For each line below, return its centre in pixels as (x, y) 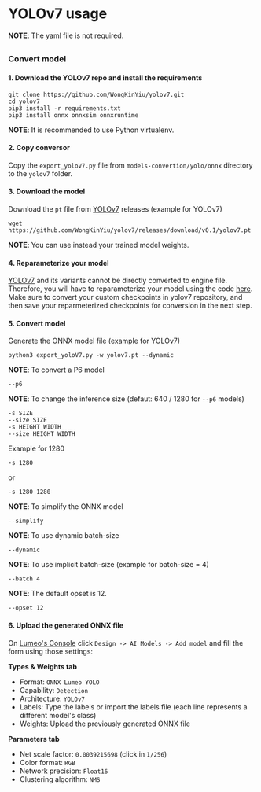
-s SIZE (21, 414)
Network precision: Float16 (64, 771)
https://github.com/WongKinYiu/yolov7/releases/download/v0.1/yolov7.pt (130, 230)
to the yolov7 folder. (40, 173)
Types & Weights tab (42, 666)
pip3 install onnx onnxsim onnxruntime (74, 115)
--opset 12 (26, 608)
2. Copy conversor (39, 148)
